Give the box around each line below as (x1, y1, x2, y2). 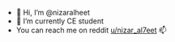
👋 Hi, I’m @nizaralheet (15, 8, 91, 17)
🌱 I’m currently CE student (15, 16, 104, 26)
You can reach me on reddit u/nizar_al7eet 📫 (15, 25, 167, 35)
